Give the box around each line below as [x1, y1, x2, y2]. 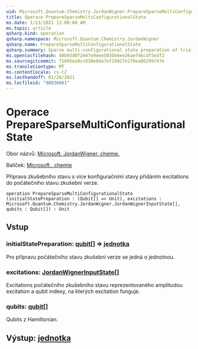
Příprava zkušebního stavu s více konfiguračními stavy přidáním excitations [6, 172, 189, 180]
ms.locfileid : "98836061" [6, 80, 70, 86]
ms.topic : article [6, 25, 51, 31]
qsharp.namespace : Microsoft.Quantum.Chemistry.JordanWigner [6, 36, 160, 42]
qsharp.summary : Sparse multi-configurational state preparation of [6, 47, 178, 53]
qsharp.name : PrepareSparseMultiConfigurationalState [6, 42, 141, 48]
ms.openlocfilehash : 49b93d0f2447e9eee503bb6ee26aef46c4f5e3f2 [6, 53, 165, 58]
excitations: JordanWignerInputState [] [6, 268, 120, 276]
